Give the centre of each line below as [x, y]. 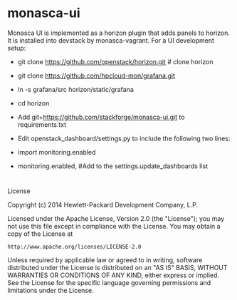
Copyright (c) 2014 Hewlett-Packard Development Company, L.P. [102, 205]
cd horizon [33, 103]
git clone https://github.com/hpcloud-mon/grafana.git [96, 76]
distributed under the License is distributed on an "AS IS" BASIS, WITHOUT [117, 268]
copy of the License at [40, 234]
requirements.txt [42, 124]
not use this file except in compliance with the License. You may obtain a [114, 227]
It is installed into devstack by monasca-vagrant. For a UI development [111, 40]
